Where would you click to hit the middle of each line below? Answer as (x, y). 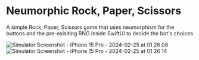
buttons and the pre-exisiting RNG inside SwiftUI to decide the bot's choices (100, 33)
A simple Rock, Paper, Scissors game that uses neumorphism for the (90, 27)
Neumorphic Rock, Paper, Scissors (94, 11)
